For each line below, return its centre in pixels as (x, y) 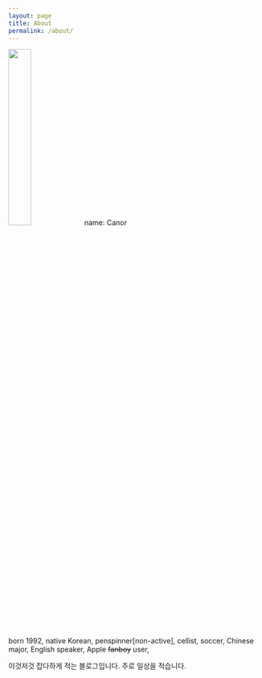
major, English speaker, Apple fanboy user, (79, 649)
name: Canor (105, 223)
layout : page (30, 16)
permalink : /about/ (41, 31)
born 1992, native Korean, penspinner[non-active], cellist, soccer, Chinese (131, 641)
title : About (30, 23)
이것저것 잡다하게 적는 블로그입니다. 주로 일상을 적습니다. (97, 666)
